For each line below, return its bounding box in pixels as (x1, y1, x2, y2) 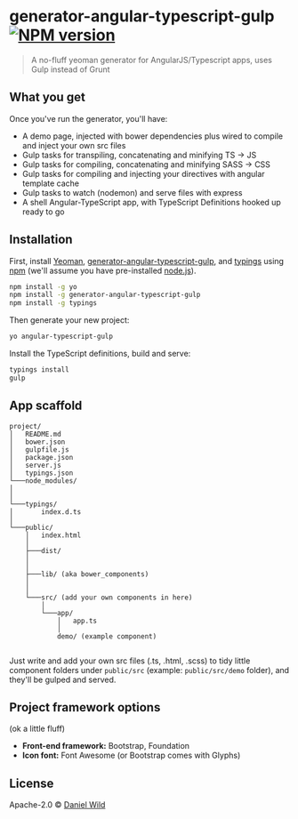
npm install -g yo (9, 282, 77, 291)
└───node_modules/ (9, 476, 77, 486)
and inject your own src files (21, 140, 126, 150)
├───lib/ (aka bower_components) (25, 569, 149, 579)
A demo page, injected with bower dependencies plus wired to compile (21, 131, 283, 141)
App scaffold (9, 398, 83, 414)
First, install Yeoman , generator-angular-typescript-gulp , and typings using (9, 255, 285, 266)
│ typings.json (9, 469, 74, 478)
